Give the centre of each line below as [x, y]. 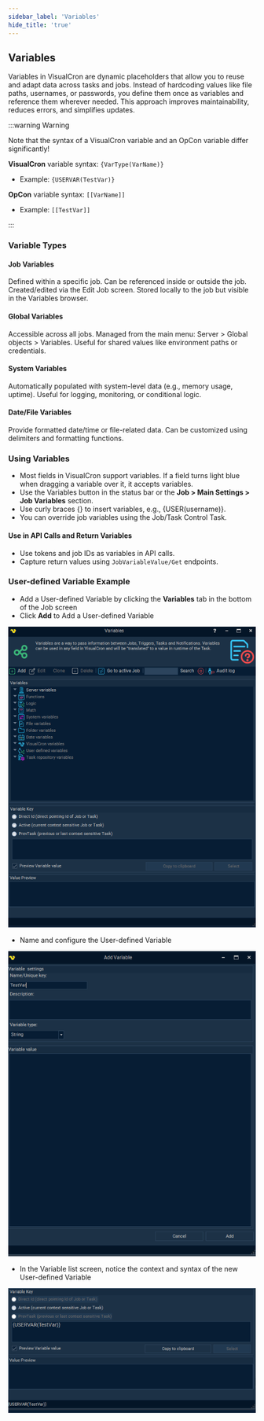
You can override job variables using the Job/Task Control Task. [123, 517]
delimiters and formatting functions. [66, 438]
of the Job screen [48, 607]
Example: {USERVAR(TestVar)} [67, 179]
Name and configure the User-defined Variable [95, 940]
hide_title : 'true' [40, 25]
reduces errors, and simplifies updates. [71, 110]
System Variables [38, 369]
